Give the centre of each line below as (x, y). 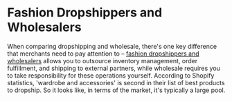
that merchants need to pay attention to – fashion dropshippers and (103, 54)
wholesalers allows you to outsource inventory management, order (102, 60)
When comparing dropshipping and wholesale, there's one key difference (112, 46)
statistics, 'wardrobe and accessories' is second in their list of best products (116, 82)
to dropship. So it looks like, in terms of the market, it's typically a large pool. (116, 90)
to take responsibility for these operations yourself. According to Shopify (111, 75)
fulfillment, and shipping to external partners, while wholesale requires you (114, 68)
